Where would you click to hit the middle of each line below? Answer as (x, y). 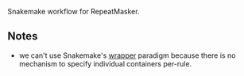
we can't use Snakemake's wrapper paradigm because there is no (127, 55)
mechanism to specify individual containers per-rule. (105, 63)
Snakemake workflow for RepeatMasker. (74, 11)
